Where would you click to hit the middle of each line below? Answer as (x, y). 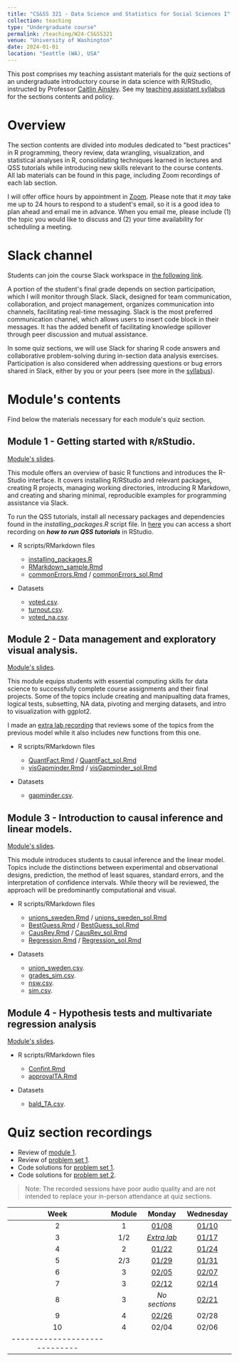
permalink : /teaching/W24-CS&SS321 (60, 34)
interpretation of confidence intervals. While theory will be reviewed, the (113, 883)
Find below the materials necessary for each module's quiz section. (106, 419)
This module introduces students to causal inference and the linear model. (116, 860)
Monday (162, 1213)
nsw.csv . (41, 983)
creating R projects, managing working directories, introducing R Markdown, (119, 487)
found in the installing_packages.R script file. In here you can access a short (119, 524)
